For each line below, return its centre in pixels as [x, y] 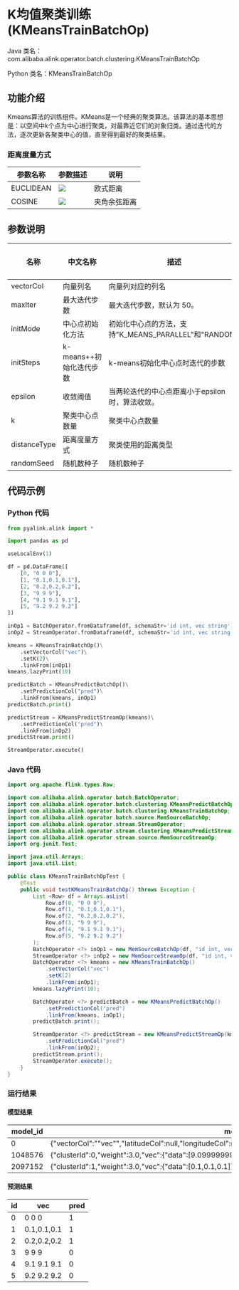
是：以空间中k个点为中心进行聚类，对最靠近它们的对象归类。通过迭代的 [112, 125]
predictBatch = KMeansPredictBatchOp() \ [68, 685]
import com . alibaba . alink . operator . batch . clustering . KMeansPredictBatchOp [121, 804]
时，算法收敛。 [133, 402]
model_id [27, 1131]
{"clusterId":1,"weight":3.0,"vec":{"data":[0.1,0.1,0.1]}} [143, 1166]
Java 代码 [24, 770]
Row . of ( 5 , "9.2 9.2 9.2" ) [84, 936]
